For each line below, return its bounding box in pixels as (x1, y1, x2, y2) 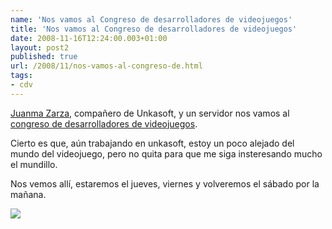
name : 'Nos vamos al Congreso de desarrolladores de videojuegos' (10, 14, 293, 25)
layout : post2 (10, 42, 70, 53)
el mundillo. (10, 158, 58, 170)
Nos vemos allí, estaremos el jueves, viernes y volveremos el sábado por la (10, 177, 320, 190)
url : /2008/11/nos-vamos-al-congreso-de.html (10, 61, 203, 71)
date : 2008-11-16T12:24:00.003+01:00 (10, 33, 168, 43)
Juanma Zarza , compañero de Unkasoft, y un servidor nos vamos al (10, 107, 290, 119)
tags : (10, 71, 33, 81)
